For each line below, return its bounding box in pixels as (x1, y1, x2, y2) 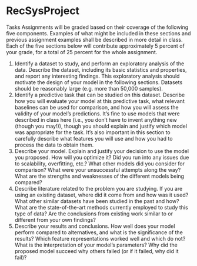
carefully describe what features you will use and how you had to (14, 135, 173, 142)
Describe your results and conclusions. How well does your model (14, 222, 175, 230)
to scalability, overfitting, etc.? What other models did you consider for (14, 160, 185, 167)
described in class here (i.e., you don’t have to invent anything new (14, 116, 178, 123)
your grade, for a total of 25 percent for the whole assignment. (6, 48, 158, 55)
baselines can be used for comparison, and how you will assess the (14, 104, 179, 111)
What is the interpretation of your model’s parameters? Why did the (14, 241, 178, 248)
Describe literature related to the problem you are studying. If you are (14, 185, 183, 192)
